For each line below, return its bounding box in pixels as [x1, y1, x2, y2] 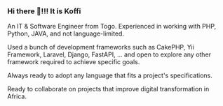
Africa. [7, 92, 27, 100]
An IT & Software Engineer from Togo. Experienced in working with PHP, [7, 22, 217, 31]
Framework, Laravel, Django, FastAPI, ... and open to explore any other [7, 50, 212, 59]
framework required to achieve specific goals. [7, 58, 140, 66]
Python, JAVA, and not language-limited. [7, 29, 125, 38]
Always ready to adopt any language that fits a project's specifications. [7, 71, 212, 79]
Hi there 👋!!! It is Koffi [7, 6, 81, 16]
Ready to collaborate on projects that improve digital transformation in [7, 85, 210, 93]
